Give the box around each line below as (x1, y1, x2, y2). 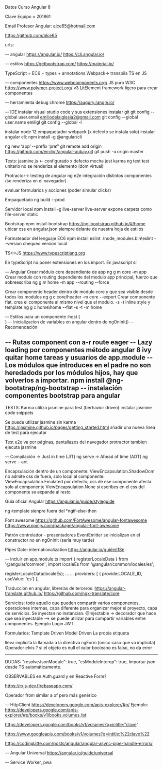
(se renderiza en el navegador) (5, 178, 67, 183)
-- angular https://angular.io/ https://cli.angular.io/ (5, 51, 105, 57)
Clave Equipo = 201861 (5, 14, 51, 19)
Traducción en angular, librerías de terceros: (5, 585, 94, 591)
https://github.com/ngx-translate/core (43, 590, 120, 596)
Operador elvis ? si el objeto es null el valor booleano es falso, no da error (5, 645, 152, 651)
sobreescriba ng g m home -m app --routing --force (5, 279, 110, 285)
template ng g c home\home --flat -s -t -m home (5, 304, 102, 310)
